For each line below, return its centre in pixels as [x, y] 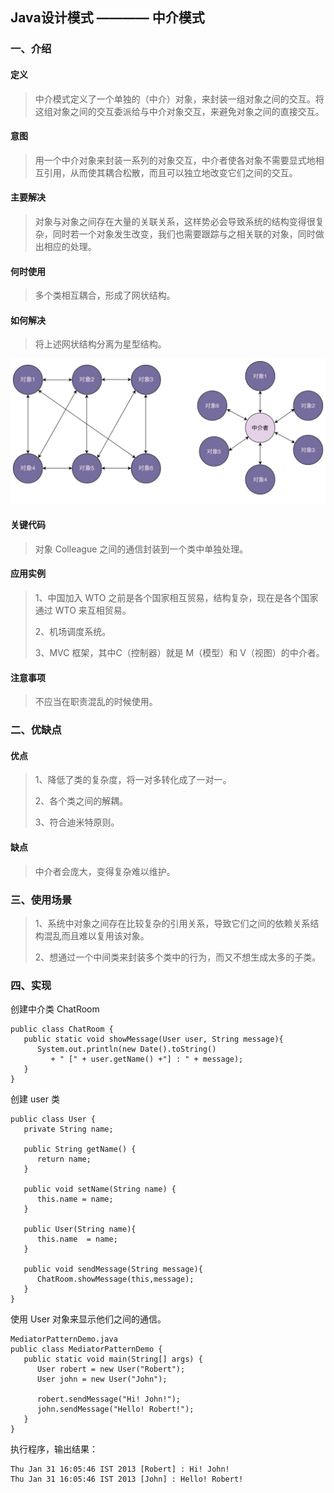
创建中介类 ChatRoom [55, 1009]
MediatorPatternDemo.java [64, 1339]
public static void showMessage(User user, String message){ [153, 1039]
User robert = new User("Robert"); [111, 1369]
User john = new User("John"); [102, 1379]
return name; [64, 1159]
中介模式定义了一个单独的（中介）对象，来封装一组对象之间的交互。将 [179, 99]
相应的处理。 [70, 246]
